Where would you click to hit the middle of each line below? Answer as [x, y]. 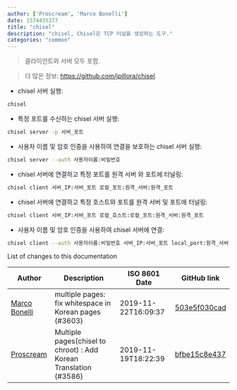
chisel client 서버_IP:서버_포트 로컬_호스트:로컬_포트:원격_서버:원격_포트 [105, 215]
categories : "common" [39, 40]
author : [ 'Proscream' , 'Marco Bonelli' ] [68, 14]
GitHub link [200, 278]
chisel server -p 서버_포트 [45, 132]
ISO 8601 [144, 274]
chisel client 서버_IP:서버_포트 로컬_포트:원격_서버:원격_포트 [90, 188]
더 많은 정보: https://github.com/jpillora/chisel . [91, 76]
